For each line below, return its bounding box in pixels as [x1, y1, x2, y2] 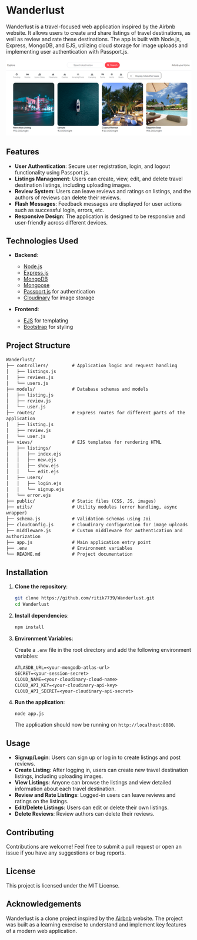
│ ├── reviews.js [6, 375, 54, 381]
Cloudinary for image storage [23, 294, 95, 301]
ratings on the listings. [14, 798, 69, 805]
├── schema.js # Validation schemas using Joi [6, 516, 151, 522]
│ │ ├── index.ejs [6, 451, 62, 457]
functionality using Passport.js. [14, 169, 90, 176]
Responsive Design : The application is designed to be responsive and [14, 213, 185, 220]
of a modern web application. [6, 927, 78, 934]
